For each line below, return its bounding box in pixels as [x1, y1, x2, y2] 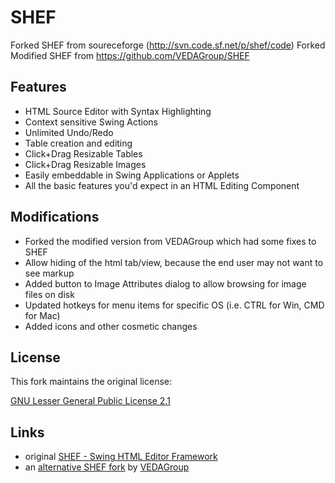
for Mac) [24, 309, 61, 321]
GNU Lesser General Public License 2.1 [10, 395, 171, 407]
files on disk [24, 288, 75, 300]
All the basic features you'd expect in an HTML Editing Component [24, 179, 300, 191]
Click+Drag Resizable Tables [24, 147, 143, 160]
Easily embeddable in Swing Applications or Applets [24, 169, 240, 181]
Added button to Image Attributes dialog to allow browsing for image [24, 277, 307, 290]
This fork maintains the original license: [10, 376, 172, 388]
